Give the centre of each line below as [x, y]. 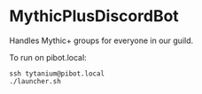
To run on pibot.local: [48, 57]
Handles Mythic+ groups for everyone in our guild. [101, 40]
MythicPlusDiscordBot [94, 16]
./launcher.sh [35, 81]
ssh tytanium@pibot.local [57, 73]
